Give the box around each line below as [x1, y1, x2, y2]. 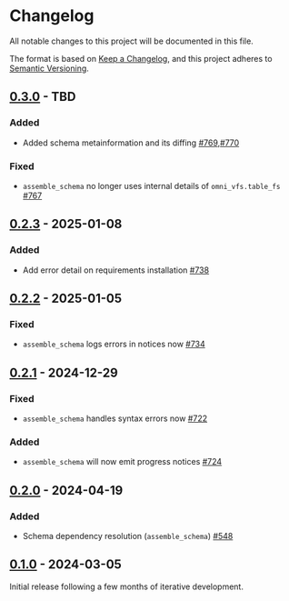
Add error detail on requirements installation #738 [22, 265, 210, 275]
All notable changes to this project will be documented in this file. [9, 35, 254, 46]
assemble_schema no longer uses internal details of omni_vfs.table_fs [22, 180, 281, 191]
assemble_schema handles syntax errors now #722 [22, 413, 207, 424]
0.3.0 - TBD [9, 89, 76, 105]
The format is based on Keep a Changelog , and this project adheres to [9, 53, 273, 64]
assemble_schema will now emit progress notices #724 [22, 456, 223, 467]
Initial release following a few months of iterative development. [9, 581, 244, 592]
